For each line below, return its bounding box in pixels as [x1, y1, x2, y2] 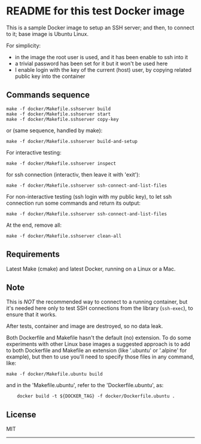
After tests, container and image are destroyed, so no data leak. [6, 323, 163, 330]
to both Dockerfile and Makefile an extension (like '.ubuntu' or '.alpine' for [6, 347, 187, 354]
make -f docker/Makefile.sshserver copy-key [6, 116, 119, 122]
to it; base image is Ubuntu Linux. [6, 30, 89, 37]
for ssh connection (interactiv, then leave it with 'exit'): [6, 171, 141, 178]
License [6, 409, 36, 419]
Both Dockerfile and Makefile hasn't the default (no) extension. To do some [6, 334, 191, 342]
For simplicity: [6, 42, 41, 49]
